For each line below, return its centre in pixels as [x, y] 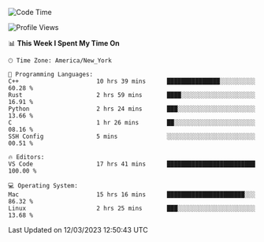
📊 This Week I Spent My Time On [64, 43]
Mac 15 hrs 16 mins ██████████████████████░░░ [132, 195]
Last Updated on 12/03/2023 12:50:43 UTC [78, 230]
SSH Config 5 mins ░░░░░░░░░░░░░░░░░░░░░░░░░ [132, 136]
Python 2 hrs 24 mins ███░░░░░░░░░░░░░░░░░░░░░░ [132, 109]
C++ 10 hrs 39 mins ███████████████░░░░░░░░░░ [132, 81]
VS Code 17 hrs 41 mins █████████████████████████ [132, 164]
